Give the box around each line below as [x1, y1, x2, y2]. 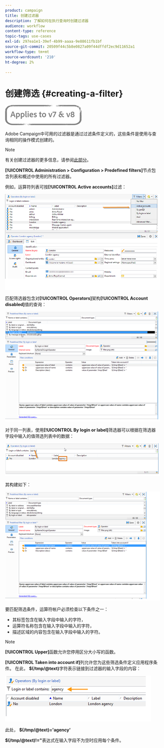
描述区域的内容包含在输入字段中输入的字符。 [12, 629, 103, 635]
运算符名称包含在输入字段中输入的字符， [12, 623, 94, 629]
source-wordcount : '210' [5, 55, 56, 59]
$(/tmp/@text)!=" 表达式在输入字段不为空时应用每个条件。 [5, 737, 124, 744]
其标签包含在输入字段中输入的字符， [12, 617, 86, 623]
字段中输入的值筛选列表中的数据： [5, 433, 74, 439]
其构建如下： [5, 481, 31, 487]
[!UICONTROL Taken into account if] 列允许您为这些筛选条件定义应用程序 [5, 660, 154, 665]
